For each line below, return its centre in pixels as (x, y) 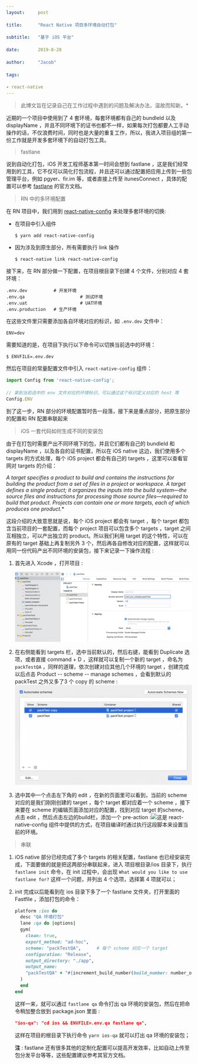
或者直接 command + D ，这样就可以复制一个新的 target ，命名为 (104, 659)
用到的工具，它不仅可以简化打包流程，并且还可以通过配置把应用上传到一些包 (99, 172)
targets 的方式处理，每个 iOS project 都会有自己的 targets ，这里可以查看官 (97, 458)
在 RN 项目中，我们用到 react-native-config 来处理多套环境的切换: (86, 211)
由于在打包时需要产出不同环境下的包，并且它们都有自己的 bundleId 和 (90, 443)
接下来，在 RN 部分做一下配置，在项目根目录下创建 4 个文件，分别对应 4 (94, 271)
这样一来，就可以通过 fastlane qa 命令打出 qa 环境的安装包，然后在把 (100, 1004)
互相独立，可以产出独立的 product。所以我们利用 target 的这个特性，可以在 (97, 536)
